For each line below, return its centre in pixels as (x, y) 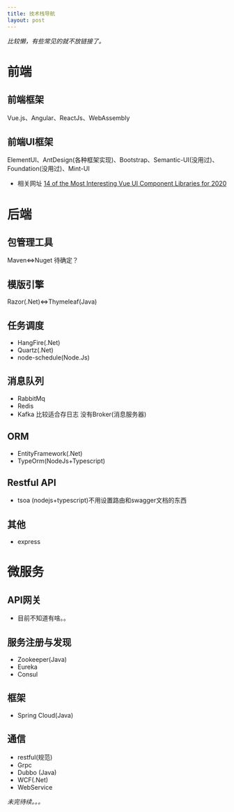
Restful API (32, 482)
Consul (28, 674)
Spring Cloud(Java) (45, 715)
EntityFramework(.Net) (50, 453)
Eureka (28, 667)
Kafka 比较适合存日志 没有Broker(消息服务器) (82, 414)
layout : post (26, 20)
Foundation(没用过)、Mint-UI (49, 169)
